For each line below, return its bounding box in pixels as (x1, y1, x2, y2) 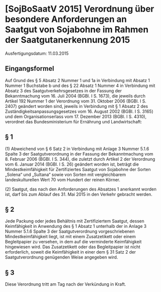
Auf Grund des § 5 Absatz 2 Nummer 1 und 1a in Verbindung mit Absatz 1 (5, 77, 150, 83)
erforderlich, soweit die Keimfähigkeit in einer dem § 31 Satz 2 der (5, 249, 136, 255)
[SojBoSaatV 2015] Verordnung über (5, 3, 154, 15)
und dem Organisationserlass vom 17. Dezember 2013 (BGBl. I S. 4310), (5, 113, 146, 120)
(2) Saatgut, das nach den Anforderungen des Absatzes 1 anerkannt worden (5, 186, 157, 192)
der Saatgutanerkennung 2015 (5, 34, 131, 46)
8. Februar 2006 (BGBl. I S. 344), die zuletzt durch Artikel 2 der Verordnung (5, 156, 156, 162)
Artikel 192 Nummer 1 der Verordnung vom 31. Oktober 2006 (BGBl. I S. (5, 98, 146, 104)
